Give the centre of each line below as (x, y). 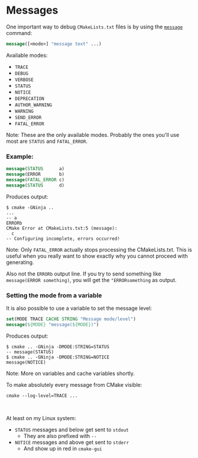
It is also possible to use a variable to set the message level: (79, 308)
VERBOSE (24, 80)
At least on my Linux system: (41, 418)
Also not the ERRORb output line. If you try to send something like (84, 274)
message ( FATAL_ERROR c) (35, 180)
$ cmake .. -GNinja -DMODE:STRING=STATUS (58, 347)
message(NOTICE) (26, 362)
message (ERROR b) (35, 174)
